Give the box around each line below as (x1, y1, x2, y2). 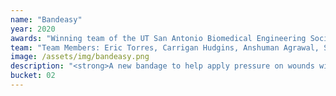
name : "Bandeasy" (10, 14, 83, 25)
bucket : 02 (10, 71, 56, 81)
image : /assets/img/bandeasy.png (10, 52, 150, 62)
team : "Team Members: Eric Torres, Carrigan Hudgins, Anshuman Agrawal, (10, 42, 320, 53)
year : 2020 (10, 24, 56, 34)
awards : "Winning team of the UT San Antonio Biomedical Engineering (10, 33, 307, 43)
